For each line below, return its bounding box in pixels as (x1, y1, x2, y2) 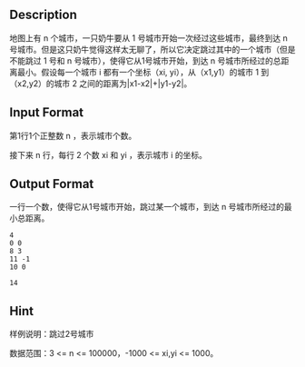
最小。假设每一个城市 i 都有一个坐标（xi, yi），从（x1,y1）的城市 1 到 (16, 66, 270, 77)
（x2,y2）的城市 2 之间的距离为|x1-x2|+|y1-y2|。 (9, 77, 192, 89)
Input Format (9, 104, 84, 121)
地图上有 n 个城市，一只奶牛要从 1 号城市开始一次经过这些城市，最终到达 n (9, 32, 288, 44)
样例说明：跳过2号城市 (9, 329, 94, 340)
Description (9, 7, 77, 23)
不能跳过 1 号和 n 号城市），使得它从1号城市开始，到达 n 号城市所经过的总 (9, 55, 281, 66)
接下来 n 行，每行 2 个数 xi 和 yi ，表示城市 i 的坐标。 (9, 149, 207, 160)
